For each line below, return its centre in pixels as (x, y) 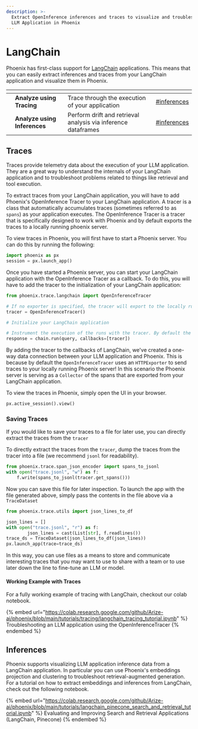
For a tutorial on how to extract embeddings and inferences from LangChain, (99, 683)
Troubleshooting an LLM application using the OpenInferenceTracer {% (93, 625)
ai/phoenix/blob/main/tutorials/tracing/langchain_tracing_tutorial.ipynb (91, 618)
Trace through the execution (107, 98)
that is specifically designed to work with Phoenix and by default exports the (99, 221)
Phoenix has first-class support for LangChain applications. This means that (98, 68)
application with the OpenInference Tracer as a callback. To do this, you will (98, 278)
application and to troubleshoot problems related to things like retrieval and (97, 178)
